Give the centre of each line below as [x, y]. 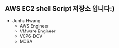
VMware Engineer [37, 31]
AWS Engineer [34, 26]
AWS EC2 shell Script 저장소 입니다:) [60, 9]
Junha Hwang [26, 20]
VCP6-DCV [31, 36]
